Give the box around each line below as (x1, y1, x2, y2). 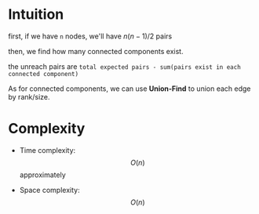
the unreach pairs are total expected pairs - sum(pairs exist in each (8, 61, 241, 71)
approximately (19, 170, 67, 180)
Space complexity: (19, 185, 80, 194)
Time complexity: (19, 145, 76, 154)
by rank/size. (8, 92, 50, 101)
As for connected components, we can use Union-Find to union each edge (8, 84, 251, 93)
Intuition (8, 5, 64, 24)
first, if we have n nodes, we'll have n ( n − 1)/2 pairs (8, 31, 173, 41)
